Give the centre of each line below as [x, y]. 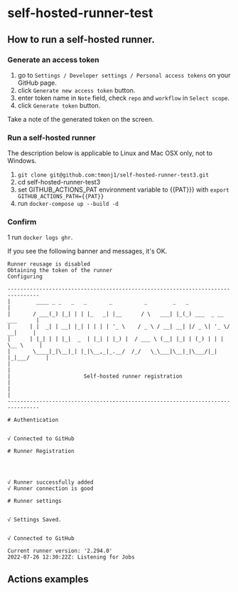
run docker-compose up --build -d [68, 204]
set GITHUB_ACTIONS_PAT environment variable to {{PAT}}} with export [123, 189]
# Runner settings [34, 501]
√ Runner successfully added [50, 482]
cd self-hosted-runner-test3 [59, 182]
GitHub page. [37, 83]
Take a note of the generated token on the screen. [81, 119]
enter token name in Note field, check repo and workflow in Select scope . [124, 98]
